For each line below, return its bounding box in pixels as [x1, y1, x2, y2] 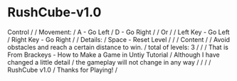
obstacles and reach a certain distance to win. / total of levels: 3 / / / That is [7, 43, 229, 51]
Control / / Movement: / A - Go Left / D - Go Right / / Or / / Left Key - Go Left [7, 28, 230, 36]
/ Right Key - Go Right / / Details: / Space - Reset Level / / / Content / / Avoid [7, 35, 230, 43]
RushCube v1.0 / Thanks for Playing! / [7, 65, 118, 74]
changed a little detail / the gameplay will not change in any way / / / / [7, 58, 211, 66]
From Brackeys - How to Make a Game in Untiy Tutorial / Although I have [7, 50, 220, 59]
